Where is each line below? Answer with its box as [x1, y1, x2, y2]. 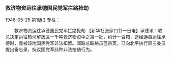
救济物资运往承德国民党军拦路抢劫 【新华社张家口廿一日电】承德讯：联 [14, 28, 163, 34]
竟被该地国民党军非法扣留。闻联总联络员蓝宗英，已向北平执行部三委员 [18, 40, 166, 46]
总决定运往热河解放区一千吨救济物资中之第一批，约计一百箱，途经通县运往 [5, 34, 161, 40]
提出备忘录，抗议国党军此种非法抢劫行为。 [5, 46, 95, 52]
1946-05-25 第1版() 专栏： [5, 17, 61, 23]
